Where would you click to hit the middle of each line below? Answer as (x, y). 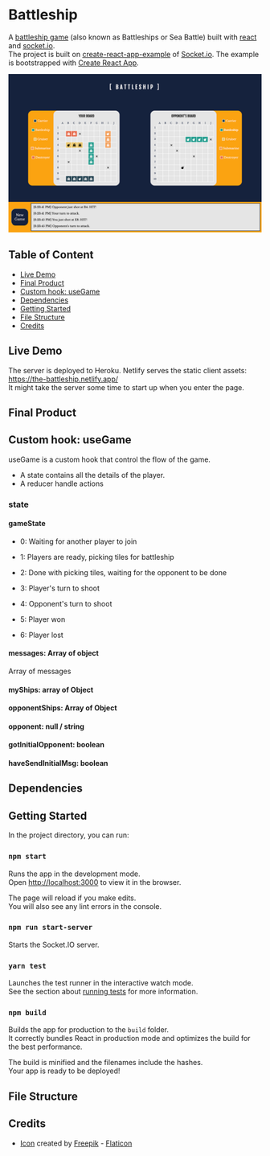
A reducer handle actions (62, 483)
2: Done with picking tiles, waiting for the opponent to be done (123, 572)
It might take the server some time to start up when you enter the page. (127, 387)
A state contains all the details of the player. (92, 475)
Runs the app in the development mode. (74, 874)
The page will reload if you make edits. (72, 898)
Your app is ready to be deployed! (64, 1071)
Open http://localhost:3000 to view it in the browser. (95, 882)
